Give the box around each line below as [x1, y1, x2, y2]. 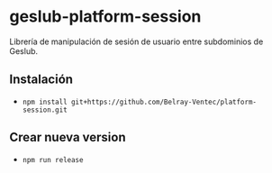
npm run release [22, 155, 84, 164]
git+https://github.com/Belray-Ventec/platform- [70, 97, 258, 106]
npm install [22, 97, 68, 106]
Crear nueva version [9, 130, 126, 145]
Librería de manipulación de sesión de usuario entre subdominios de [9, 36, 264, 47]
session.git [22, 105, 68, 114]
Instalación [9, 72, 74, 87]
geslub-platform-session [9, 6, 202, 27]
